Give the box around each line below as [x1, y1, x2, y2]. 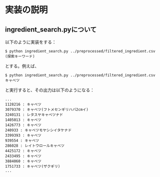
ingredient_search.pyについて [5, 25, 97, 34]
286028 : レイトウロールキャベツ [5, 143, 65, 148]
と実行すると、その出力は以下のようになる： [5, 87, 95, 93]
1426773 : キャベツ [5, 123, 42, 127]
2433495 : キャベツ [5, 154, 42, 159]
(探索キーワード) [5, 54, 35, 59]
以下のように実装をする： [5, 39, 56, 45]
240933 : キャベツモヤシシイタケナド [5, 128, 72, 133]
